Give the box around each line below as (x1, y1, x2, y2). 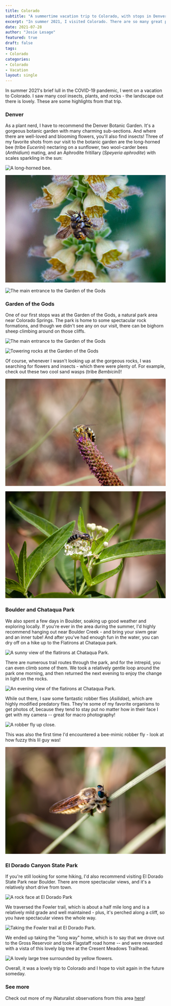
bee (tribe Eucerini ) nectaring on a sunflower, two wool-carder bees (5, 144, 148, 150)
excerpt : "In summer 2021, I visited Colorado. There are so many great (5, 19, 163, 24)
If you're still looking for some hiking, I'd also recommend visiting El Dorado (5, 873, 164, 879)
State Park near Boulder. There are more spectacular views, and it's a (5, 879, 151, 885)
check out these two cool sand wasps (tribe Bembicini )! (5, 368, 122, 374)
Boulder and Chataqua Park (5, 606, 75, 613)
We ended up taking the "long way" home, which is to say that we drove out (5, 935, 164, 941)
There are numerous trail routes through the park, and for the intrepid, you (5, 659, 161, 665)
